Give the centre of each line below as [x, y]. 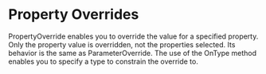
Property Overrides [74, 15]
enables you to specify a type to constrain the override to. [104, 61]
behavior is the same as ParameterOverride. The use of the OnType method [133, 53]
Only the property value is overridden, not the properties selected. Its [122, 44]
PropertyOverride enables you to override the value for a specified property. [133, 36]
